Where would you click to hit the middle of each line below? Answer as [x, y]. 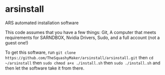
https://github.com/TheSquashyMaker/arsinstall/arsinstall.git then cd [79, 57]
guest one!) [17, 42]
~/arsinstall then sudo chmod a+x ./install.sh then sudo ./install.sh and [83, 63]
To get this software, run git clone [41, 52]
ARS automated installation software [42, 23]
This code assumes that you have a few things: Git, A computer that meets [81, 32]
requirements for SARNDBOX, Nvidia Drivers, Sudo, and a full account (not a [82, 37]
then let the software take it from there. [45, 68]
